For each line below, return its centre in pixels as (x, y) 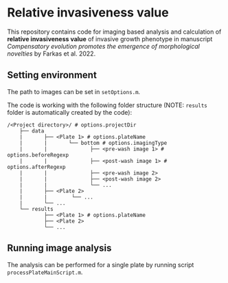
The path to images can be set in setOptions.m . (74, 91)
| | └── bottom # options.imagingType (93, 143)
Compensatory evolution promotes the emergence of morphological (104, 46)
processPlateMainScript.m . (45, 272)
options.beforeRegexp (38, 155)
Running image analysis (59, 248)
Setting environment (52, 75)
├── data (32, 131)
